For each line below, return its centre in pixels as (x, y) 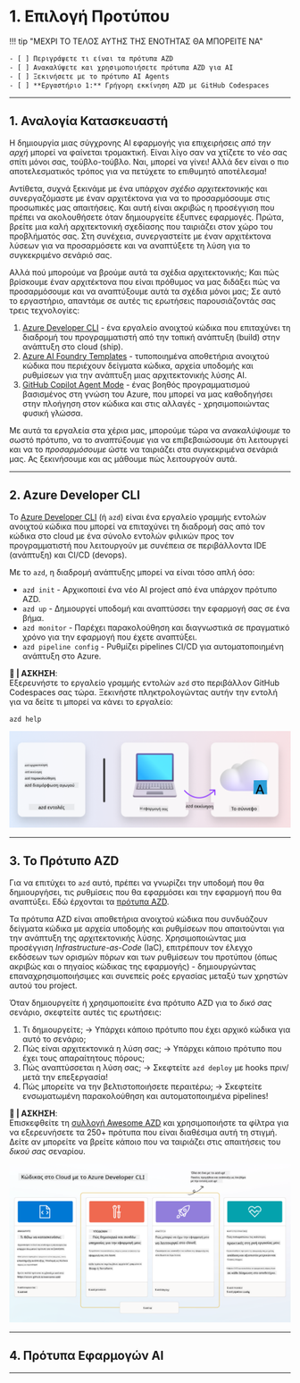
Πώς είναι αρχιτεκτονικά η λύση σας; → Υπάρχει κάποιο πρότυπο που (152, 1048)
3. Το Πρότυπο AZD (64, 861)
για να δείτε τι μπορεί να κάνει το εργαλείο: (91, 701)
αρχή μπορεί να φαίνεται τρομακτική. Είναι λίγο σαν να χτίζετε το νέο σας (148, 152)
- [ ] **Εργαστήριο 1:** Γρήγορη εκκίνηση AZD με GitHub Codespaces (139, 85)
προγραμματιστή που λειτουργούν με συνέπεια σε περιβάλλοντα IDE (138, 545)
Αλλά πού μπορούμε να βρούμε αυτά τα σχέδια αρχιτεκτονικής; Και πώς (144, 272)
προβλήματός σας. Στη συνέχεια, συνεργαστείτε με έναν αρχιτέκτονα (140, 236)
